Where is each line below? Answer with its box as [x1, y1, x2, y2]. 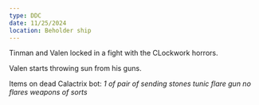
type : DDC [9, 11, 42, 20]
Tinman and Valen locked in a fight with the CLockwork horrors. [9, 49, 218, 58]
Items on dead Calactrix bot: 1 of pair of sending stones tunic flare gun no [9, 79, 252, 88]
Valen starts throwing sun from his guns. [9, 64, 142, 73]
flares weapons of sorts [9, 87, 88, 97]
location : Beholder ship [9, 26, 92, 34]
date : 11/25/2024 [9, 19, 67, 27]
